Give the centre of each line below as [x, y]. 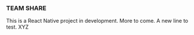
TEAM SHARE [26, 8]
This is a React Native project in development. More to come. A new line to [97, 21]
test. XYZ [18, 27]
